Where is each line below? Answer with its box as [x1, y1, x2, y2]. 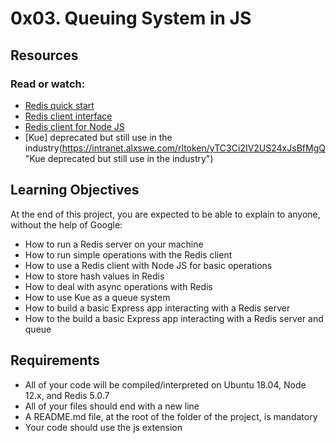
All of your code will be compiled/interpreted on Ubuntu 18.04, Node [24, 378, 307, 391]
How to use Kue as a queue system [24, 291, 171, 303]
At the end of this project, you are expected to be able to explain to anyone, [10, 208, 321, 220]
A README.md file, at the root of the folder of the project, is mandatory [24, 410, 318, 422]
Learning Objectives [10, 182, 140, 199]
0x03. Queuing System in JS [10, 7, 252, 30]
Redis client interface [24, 110, 113, 122]
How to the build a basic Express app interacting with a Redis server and [24, 312, 324, 324]
